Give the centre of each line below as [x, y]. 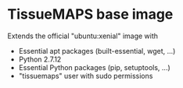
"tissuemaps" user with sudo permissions [86, 76]
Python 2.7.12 [40, 59]
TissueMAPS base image [90, 14]
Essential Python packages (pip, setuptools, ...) [95, 67]
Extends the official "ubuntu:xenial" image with [83, 36]
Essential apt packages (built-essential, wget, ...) [97, 51]
